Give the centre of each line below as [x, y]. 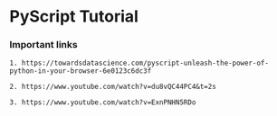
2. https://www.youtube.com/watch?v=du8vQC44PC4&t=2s [113, 87]
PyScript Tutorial [74, 17]
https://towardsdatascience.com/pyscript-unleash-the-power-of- [145, 63]
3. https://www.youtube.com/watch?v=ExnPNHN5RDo [103, 103]
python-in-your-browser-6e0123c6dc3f [81, 71]
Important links [44, 45]
